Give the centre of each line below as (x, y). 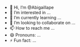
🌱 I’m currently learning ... (35, 18)
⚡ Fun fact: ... (23, 40)
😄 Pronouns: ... (25, 35)
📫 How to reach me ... (32, 28)
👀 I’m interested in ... (30, 12)
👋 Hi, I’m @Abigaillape (32, 7)
